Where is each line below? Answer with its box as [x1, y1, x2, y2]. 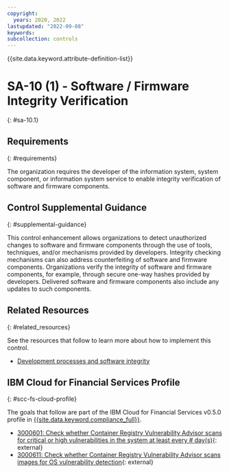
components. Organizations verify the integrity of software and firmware [7, 263, 213, 271]
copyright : [7, 10, 38, 17]
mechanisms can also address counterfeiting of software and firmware [7, 255, 208, 263]
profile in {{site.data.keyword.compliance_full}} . [7, 415, 142, 423]
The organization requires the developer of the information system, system [7, 167, 219, 175]
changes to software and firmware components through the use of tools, [7, 241, 213, 249]
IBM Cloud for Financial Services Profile [7, 376, 180, 388]
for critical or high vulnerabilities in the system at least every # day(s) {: [16, 436, 217, 444]
